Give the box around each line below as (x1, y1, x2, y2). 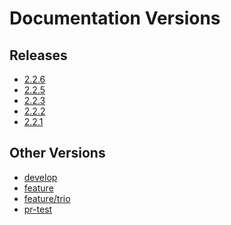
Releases (9, 47, 68, 64)
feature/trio (23, 192, 71, 204)
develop (23, 171, 58, 183)
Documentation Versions (9, 7, 221, 30)
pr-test (23, 203, 53, 215)
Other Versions (9, 145, 106, 162)
